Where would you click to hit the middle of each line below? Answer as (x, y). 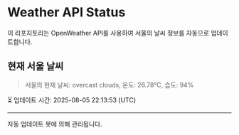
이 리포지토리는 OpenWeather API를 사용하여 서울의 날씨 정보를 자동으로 (108, 33)
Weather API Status (67, 12)
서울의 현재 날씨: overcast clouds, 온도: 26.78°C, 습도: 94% (109, 85)
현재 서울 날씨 (36, 66)
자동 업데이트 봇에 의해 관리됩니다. (55, 124)
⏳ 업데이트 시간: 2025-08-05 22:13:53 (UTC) (72, 99)
